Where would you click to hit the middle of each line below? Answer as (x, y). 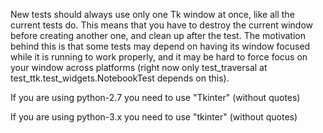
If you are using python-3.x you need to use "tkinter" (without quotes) (154, 117)
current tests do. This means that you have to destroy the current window (162, 25)
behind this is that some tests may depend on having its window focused (160, 46)
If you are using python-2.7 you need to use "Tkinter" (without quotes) (155, 97)
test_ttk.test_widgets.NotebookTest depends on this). (120, 78)
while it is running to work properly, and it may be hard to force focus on (159, 57)
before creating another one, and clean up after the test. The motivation (158, 35)
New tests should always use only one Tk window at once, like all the (152, 14)
